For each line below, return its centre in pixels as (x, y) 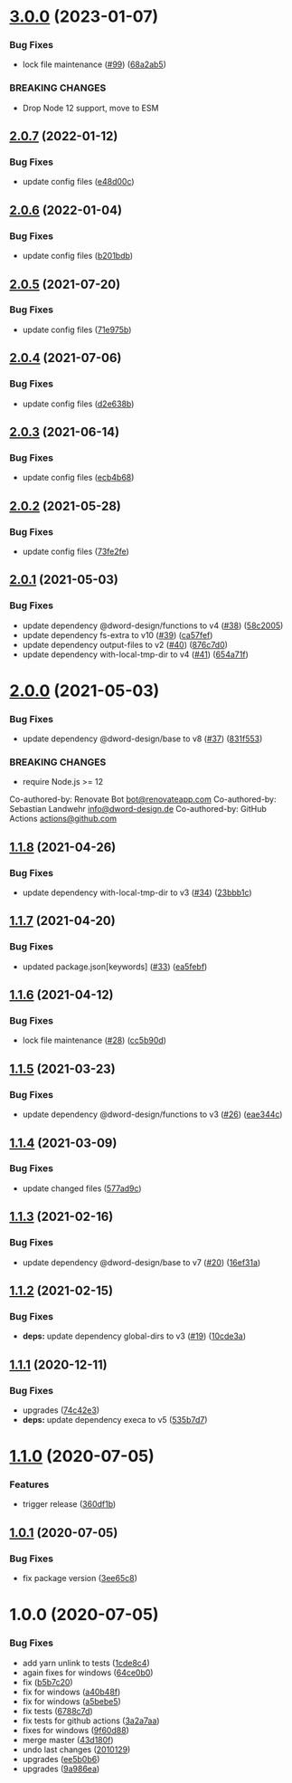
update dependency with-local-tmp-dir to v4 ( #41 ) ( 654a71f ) (135, 654)
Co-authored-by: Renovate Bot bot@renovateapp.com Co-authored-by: (143, 799)
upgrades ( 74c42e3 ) (61, 1410)
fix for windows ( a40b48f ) (71, 1692)
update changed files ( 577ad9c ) (82, 1188)
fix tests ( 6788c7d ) (57, 1711)
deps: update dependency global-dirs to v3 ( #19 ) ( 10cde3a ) (134, 1336)
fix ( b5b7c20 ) (48, 1682)
